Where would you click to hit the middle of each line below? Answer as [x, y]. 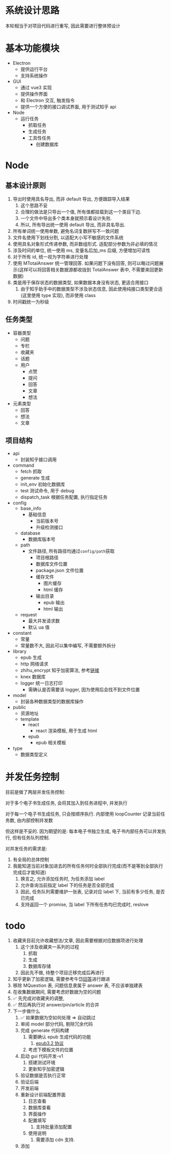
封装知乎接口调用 [39, 459]
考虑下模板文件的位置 [51, 1050]
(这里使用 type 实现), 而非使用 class [58, 295]
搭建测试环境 [42, 1063]
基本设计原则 [26, 186]
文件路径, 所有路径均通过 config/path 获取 [71, 551]
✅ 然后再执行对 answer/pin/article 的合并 [56, 1005]
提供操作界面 [34, 94]
